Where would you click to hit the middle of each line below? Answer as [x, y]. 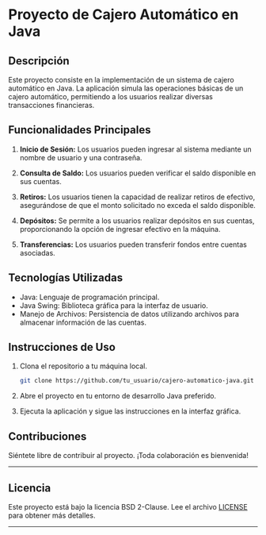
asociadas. [37, 252]
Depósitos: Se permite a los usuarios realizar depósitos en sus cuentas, [137, 221]
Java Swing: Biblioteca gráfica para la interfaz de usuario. [114, 305]
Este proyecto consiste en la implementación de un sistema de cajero [122, 80]
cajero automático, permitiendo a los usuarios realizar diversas [111, 96]
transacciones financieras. [51, 105]
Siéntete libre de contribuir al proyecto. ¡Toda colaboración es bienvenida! [129, 456]
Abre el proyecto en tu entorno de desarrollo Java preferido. [118, 396]
